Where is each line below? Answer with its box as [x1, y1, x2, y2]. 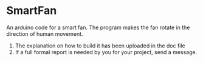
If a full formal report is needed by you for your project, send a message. [15, 48, 198, 55]
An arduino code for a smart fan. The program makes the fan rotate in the [6, 24, 190, 31]
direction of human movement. [6, 30, 83, 37]
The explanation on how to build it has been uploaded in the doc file [15, 42, 185, 49]
